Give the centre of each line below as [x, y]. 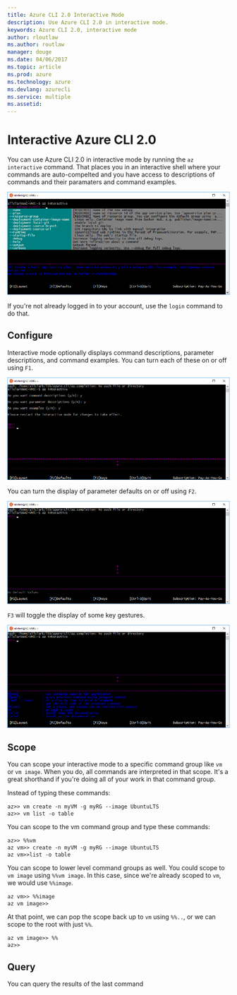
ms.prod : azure [30, 74]
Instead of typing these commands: [59, 793]
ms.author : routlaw [36, 45]
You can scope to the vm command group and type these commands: [109, 827]
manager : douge [30, 52]
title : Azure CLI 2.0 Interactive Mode [66, 15]
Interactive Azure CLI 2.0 [82, 140]
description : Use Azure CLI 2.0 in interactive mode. [88, 22]
